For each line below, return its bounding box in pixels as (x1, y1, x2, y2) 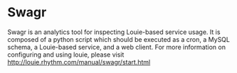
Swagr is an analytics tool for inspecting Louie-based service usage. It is (7, 28, 221, 36)
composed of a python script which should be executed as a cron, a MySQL (7, 35, 230, 43)
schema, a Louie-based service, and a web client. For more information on (7, 43, 226, 51)
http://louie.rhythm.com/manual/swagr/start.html (7, 57, 151, 66)
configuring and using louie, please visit (7, 50, 125, 59)
